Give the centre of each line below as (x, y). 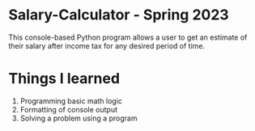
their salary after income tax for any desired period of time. (107, 45)
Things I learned (64, 79)
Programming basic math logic (71, 101)
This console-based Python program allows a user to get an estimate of (128, 37)
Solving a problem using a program (79, 118)
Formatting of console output (68, 109)
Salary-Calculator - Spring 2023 (119, 15)
